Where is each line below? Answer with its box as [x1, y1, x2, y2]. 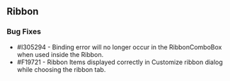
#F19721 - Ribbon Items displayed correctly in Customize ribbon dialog [16, 58, 224, 66]
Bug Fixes [6, 27, 42, 37]
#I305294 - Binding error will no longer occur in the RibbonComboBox [16, 42, 222, 51]
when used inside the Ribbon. [16, 50, 104, 58]
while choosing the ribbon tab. [16, 65, 106, 73]
